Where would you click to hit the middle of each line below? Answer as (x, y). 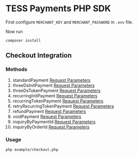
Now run (14, 31)
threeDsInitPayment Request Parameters (54, 85)
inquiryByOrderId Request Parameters (51, 127)
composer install (23, 40)
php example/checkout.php (32, 150)
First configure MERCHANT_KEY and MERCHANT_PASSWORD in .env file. (69, 22)
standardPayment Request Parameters (52, 80)
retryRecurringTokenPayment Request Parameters (63, 106)
